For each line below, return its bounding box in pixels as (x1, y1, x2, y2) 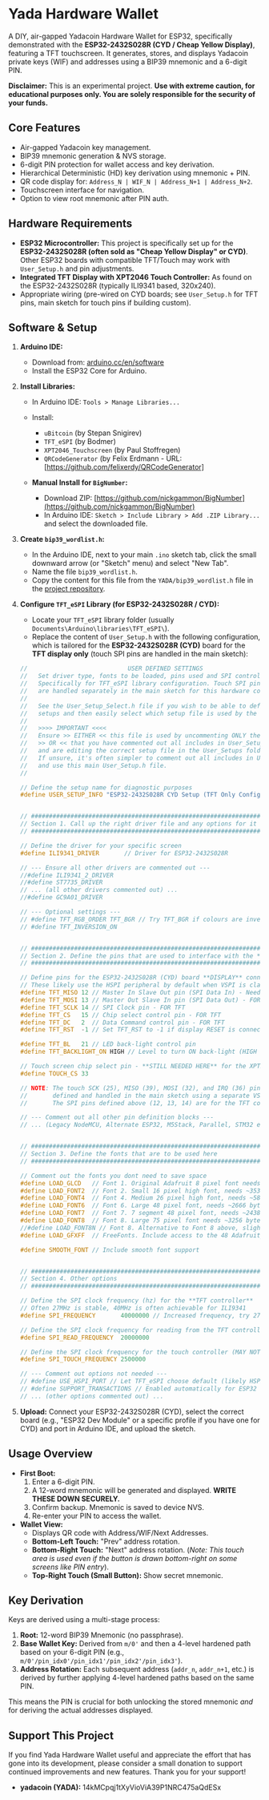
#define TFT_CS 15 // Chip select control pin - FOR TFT (19, 1011, 222, 1019)
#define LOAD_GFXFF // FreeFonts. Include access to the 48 (19, 1231, 229, 1239)
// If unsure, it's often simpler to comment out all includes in (19, 754, 254, 762)
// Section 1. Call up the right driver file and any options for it (19, 820, 258, 828)
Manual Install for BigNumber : (31, 478, 128, 487)
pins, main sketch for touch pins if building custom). (19, 297, 191, 307)
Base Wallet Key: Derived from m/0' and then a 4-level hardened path (19, 1639, 251, 1649)
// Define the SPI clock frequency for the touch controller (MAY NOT (19, 1348, 261, 1356)
